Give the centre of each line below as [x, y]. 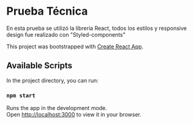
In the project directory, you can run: [52, 80]
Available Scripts [39, 66]
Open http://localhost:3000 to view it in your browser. [74, 115]
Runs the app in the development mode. [57, 108]
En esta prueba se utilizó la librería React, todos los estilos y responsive [96, 28]
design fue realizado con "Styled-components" [66, 34]
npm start [21, 95]
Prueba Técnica [47, 11]
